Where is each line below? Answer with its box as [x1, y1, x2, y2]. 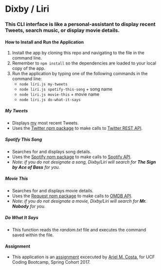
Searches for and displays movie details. [12, 188, 94, 194]
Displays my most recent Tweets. [12, 120, 79, 126]
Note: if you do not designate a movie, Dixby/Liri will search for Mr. [12, 198, 147, 204]
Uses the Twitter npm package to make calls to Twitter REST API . [12, 125, 143, 131]
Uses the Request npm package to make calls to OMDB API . [12, 193, 133, 199]
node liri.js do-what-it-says [19, 98, 81, 103]
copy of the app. [12, 65, 45, 71]
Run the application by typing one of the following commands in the [12, 71, 148, 77]
